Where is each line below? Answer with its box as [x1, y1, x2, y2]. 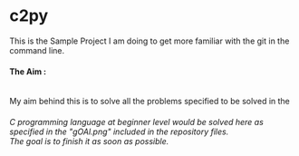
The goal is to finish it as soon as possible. [9, 135, 169, 146]
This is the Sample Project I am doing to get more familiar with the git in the [9, 35, 290, 46]
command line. [9, 44, 65, 55]
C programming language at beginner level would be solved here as [9, 116, 265, 127]
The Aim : [9, 65, 47, 77]
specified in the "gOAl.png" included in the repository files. [9, 126, 229, 137]
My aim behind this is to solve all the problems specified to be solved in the [9, 96, 290, 107]
